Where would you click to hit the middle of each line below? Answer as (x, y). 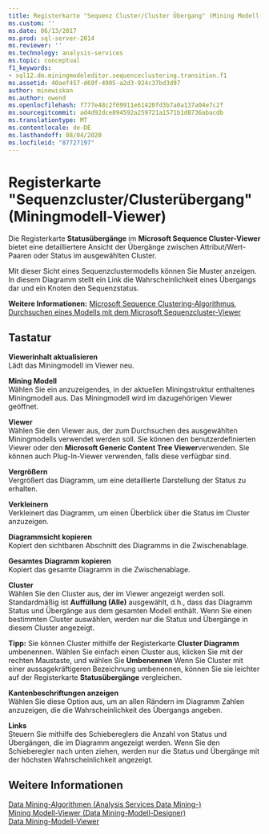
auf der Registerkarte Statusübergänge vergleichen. (95, 677)
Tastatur (30, 338)
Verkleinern (28, 504)
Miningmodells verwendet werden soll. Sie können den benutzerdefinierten (132, 439)
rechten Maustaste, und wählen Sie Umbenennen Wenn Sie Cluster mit (126, 661)
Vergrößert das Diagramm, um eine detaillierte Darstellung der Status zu (127, 480)
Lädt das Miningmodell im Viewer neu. (71, 365)
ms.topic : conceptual (44, 61)
